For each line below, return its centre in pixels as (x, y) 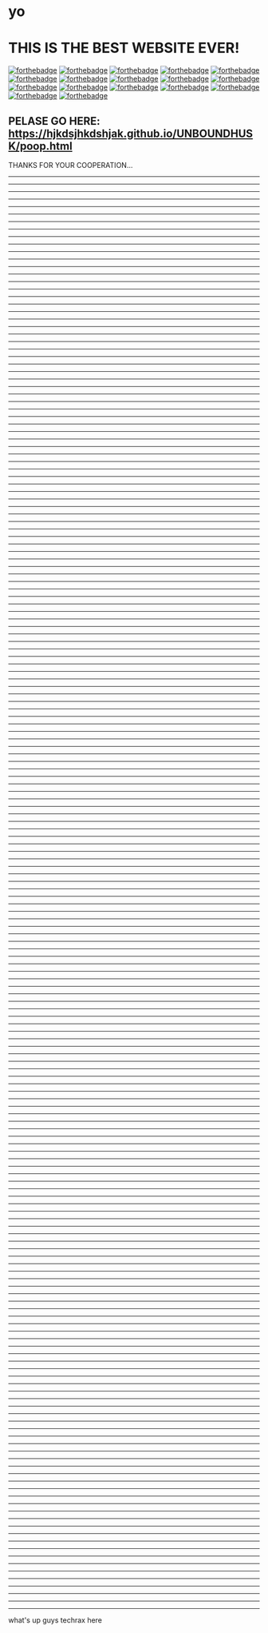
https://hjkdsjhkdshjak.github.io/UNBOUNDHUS (131, 133)
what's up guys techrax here (55, 1620)
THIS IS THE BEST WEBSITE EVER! (124, 48)
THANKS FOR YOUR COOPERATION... (71, 165)
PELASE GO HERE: (54, 121)
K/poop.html (41, 146)
